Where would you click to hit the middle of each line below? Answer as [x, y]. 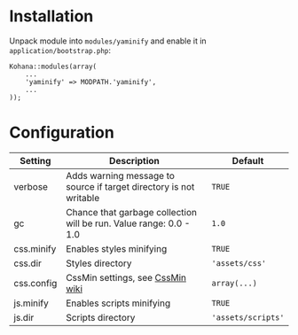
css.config [35, 283]
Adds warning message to [121, 175]
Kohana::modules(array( [53, 66]
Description [134, 160]
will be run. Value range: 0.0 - [128, 223]
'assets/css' [239, 263]
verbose [31, 186]
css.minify [35, 248]
